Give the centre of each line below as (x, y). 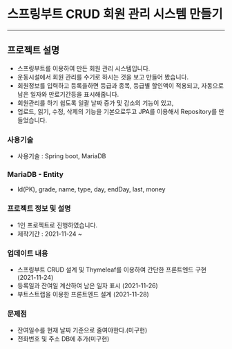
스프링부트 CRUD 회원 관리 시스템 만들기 (115, 14)
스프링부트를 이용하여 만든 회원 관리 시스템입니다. (84, 68)
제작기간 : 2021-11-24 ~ (50, 234)
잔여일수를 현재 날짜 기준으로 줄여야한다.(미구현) (82, 330)
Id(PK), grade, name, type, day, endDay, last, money (91, 189)
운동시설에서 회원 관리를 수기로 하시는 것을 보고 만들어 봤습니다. (103, 77)
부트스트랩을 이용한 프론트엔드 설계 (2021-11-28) (83, 294)
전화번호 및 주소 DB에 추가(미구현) (63, 339)
